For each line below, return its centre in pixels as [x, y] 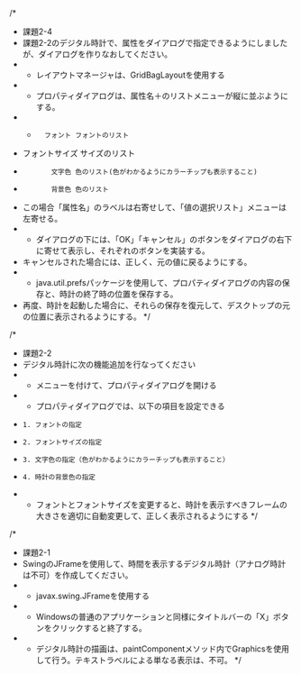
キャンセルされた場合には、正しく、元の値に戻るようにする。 [137, 262]
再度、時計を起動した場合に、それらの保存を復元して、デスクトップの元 [156, 305]
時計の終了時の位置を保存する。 [119, 294]
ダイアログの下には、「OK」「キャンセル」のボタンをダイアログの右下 [164, 239]
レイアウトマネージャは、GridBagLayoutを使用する [130, 75]
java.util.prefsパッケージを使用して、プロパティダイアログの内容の [159, 282]
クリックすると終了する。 [99, 628]
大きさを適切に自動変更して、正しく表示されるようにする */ [147, 516]
